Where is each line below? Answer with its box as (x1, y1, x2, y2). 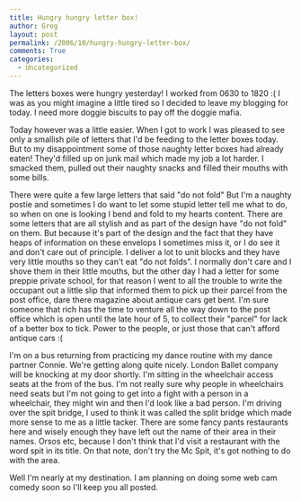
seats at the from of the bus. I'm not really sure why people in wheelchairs (9, 378, 284, 389)
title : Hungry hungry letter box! (9, 13, 139, 22)
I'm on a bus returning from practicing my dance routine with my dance (9, 349, 273, 360)
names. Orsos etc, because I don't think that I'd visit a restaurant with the (9, 435, 280, 446)
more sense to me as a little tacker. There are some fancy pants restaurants (9, 417, 289, 427)
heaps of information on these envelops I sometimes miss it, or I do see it (9, 237, 280, 248)
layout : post (9, 30, 58, 39)
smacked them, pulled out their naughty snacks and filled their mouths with (9, 163, 288, 173)
